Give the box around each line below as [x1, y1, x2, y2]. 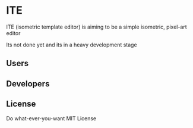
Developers [6, 79, 50, 89]
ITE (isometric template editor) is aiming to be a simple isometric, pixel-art [6, 23, 187, 30]
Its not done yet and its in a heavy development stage [6, 41, 138, 48]
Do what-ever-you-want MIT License [6, 114, 97, 122]
